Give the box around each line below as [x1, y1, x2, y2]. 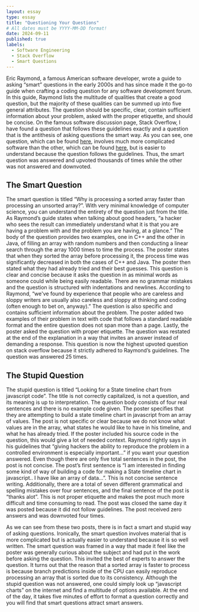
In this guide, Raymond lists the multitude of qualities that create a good [6, 93, 182, 101]
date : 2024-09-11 [6, 31, 49, 37]
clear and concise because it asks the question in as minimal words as [6, 271, 178, 279]
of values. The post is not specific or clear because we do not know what [6, 417, 185, 425]
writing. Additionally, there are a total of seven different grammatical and [6, 481, 182, 488]
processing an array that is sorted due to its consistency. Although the [6, 574, 178, 581]
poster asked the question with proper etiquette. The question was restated [6, 328, 191, 335]
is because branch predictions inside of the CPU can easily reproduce [6, 568, 177, 575]
